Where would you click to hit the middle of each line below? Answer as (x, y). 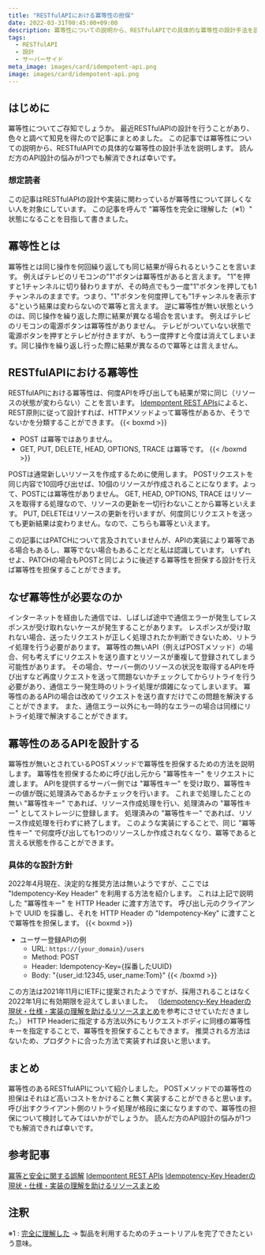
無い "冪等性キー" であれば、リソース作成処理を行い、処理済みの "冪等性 (126, 803)
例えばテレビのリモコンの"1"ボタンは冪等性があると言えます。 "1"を (133, 276)
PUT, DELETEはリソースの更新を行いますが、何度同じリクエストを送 (134, 514)
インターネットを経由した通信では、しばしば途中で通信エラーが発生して (125, 618)
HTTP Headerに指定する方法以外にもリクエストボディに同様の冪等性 (139, 1021)
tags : (17, 37)
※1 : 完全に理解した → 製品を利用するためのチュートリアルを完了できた (123, 1233)
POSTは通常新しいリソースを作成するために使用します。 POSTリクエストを (131, 475)
